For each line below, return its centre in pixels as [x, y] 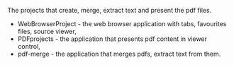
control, [29, 46]
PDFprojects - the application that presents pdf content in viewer [112, 39]
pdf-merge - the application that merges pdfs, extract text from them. [119, 54]
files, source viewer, [47, 31]
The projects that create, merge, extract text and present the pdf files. [110, 10]
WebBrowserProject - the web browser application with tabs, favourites [122, 24]
